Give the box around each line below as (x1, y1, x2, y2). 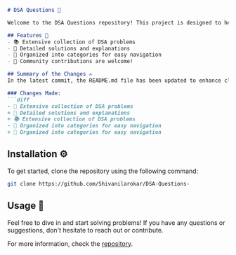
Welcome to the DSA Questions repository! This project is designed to (7, 19, 221, 26)
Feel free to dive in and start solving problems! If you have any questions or (7, 218, 225, 227)
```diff (7, 96, 30, 103)
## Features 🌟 (7, 32, 49, 39)
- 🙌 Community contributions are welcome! (7, 58, 133, 65)
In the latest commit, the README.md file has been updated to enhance (7, 77, 221, 84)
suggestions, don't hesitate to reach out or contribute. (7, 226, 164, 234)
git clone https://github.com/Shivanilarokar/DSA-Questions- (7, 180, 190, 187)
